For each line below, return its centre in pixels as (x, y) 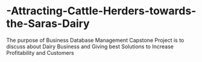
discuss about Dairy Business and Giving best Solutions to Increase (90, 46)
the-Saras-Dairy (48, 24)
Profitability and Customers (40, 52)
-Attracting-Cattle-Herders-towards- (101, 11)
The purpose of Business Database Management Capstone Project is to (95, 40)
